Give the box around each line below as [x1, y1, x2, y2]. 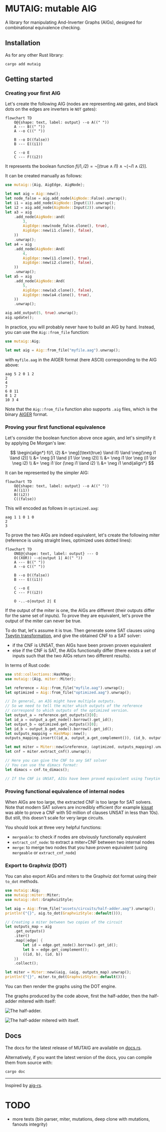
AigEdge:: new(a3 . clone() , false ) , [23, 287, 94, 293]
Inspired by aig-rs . [5, 1082, 43, 1088]
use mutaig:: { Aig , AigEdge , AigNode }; [5, 182, 85, 188]
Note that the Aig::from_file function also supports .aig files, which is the [5, 406, 158, 412]
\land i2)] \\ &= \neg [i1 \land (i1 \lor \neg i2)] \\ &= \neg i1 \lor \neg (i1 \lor [9, 455, 157, 461]
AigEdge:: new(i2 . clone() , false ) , [23, 260, 94, 265]
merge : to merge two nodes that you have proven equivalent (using [12, 844, 147, 850]
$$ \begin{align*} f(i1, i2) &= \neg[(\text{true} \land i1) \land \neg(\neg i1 [10, 449, 156, 455]
